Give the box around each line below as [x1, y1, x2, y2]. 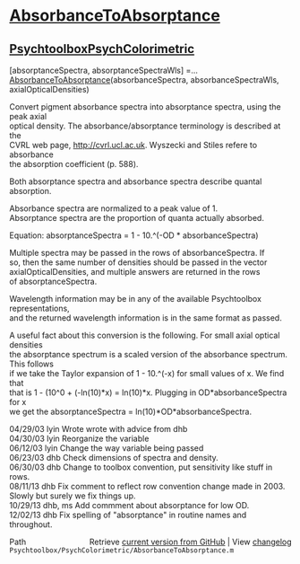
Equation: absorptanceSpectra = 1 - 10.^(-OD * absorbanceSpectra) [9, 230, 259, 241]
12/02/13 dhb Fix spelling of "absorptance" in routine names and [9, 509, 247, 520]
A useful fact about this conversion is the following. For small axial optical [9, 330, 280, 340]
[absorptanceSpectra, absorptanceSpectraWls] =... [9, 65, 199, 75]
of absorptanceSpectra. [9, 276, 98, 286]
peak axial [9, 111, 47, 121]
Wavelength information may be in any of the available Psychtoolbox [9, 294, 262, 304]
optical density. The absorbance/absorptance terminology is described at [9, 120, 281, 131]
